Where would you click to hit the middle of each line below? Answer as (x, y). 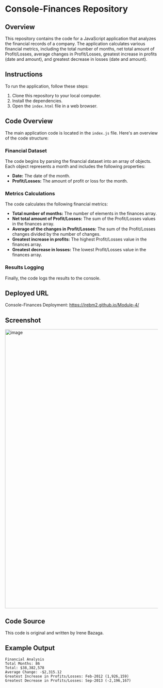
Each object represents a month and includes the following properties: (75, 166)
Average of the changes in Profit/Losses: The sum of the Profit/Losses (84, 229)
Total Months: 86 (23, 663)
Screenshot (23, 320)
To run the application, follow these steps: (47, 86)
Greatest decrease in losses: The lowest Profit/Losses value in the (79, 250)
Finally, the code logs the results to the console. (53, 278)
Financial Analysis (25, 659)
